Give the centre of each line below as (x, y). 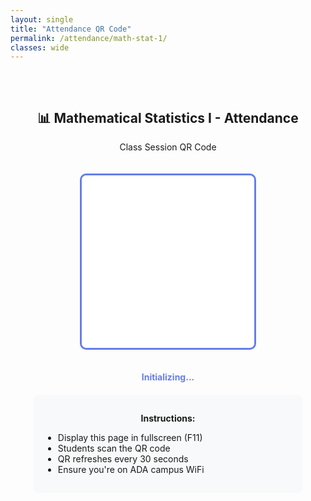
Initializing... (168, 377)
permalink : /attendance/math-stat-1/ (89, 38)
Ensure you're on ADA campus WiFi (131, 470)
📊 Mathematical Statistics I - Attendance (168, 117)
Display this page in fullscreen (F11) (130, 438)
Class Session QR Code (168, 147)
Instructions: (168, 418)
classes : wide (40, 47)
